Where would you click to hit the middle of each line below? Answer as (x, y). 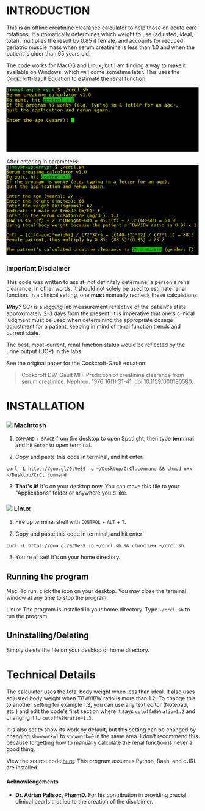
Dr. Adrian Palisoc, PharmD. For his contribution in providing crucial (101, 795)
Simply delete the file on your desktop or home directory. (78, 650)
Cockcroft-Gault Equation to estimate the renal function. (77, 78)
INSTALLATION (45, 406)
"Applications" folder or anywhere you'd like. (71, 493)
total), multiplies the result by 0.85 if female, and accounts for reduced (95, 40)
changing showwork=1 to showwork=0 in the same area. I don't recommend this (102, 736)
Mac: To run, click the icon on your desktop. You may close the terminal (96, 591)
